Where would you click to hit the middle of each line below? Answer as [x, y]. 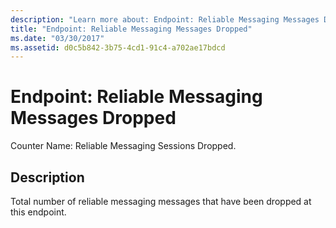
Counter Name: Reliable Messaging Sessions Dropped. [123, 146]
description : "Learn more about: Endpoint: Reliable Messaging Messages [165, 19]
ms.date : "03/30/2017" [57, 38]
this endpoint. [38, 212]
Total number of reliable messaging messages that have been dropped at [161, 201]
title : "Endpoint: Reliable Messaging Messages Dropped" [131, 29]
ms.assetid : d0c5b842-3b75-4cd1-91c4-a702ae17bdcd [118, 47]
